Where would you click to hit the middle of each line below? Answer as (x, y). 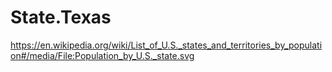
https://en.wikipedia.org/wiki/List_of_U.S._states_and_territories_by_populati (166, 45)
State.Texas (61, 17)
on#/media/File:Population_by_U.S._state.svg (102, 55)
